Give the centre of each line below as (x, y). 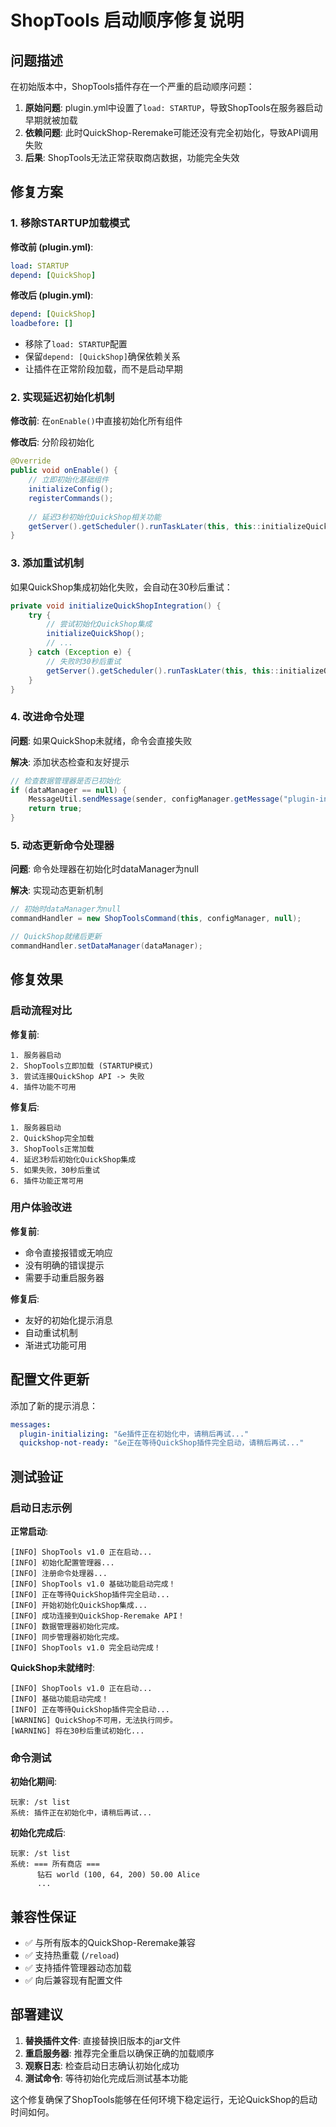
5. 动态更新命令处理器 (62, 845)
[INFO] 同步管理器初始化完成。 (67, 1637)
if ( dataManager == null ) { (69, 790)
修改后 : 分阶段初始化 (52, 442)
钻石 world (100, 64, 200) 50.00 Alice (118, 1875)
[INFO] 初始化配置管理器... (62, 1562)
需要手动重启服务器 (64, 1277)
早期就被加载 (51, 120)
